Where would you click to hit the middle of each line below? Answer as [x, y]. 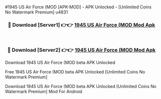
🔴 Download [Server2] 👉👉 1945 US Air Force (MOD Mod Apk [81, 50]
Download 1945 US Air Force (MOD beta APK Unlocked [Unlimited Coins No [81, 86]
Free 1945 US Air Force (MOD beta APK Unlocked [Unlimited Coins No [75, 71]
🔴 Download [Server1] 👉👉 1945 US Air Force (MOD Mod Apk [81, 25]
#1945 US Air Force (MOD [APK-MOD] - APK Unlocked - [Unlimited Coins [78, 7]
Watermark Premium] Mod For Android [44, 91]
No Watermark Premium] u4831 [36, 12]
